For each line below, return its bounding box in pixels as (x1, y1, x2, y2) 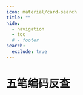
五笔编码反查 (6, 77, 71, 90)
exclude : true (12, 49, 47, 55)
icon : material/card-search (6, 9, 78, 15)
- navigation (12, 26, 45, 32)
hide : (6, 20, 20, 26)
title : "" (6, 15, 32, 21)
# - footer (12, 37, 39, 43)
